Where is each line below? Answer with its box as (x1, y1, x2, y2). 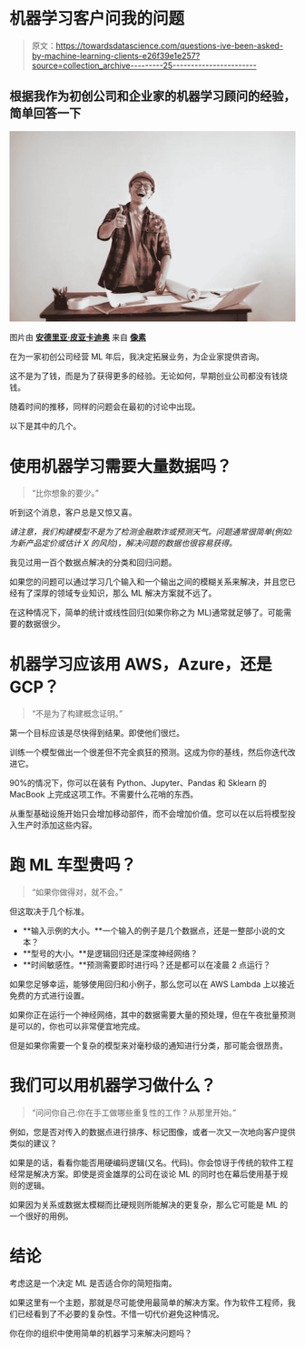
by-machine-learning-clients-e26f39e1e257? (31, 50, 201, 61)
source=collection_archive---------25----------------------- (31, 60, 257, 71)
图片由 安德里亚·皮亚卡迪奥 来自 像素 (9, 332, 147, 343)
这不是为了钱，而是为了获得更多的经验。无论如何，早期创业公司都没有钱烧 (9, 370, 288, 382)
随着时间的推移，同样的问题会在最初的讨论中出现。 (9, 401, 201, 412)
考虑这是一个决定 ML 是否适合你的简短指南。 (9, 1278, 177, 1289)
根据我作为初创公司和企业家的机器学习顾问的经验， (9, 88, 296, 105)
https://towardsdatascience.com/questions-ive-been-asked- (55, 40, 284, 51)
